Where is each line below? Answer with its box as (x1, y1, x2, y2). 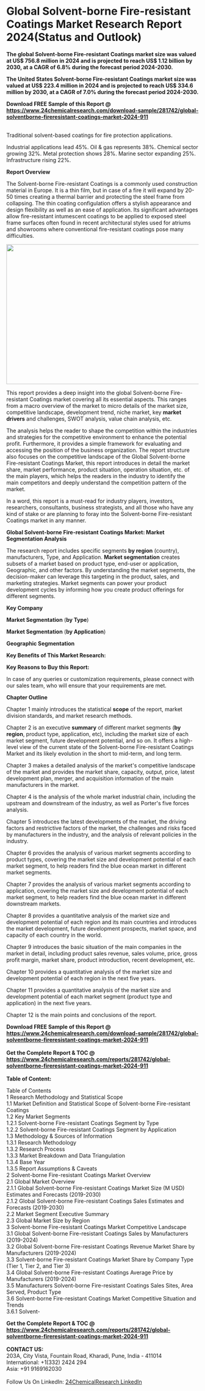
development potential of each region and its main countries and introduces (6, 918, 197, 926)
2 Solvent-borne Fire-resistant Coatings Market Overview (6, 1171, 151, 1178)
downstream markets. (6, 900, 61, 907)
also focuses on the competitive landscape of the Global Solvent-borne (6, 452, 186, 460)
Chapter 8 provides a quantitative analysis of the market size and (6, 912, 170, 919)
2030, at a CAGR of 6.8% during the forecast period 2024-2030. (6, 63, 173, 71)
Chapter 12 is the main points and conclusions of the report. (6, 1011, 157, 1019)
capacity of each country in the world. (6, 931, 103, 939)
